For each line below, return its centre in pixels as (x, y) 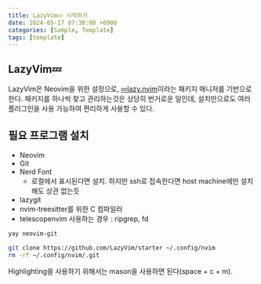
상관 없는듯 (63, 191)
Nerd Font (36, 171)
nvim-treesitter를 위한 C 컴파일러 (71, 209)
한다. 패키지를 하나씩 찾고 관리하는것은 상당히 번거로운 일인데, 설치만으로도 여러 (129, 99)
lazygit (30, 199)
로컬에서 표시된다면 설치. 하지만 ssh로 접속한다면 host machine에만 (135, 180)
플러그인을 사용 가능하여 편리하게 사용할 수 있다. (82, 109)
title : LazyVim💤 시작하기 (48, 15)
